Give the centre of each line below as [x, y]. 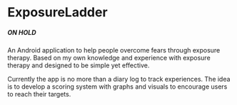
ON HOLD [22, 32]
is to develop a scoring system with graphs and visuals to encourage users [117, 87]
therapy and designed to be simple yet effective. [79, 65]
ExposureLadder [58, 12]
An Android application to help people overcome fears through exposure [114, 50]
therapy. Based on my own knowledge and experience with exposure [109, 58]
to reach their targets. [39, 94]
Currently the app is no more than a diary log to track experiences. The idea [119, 79]
